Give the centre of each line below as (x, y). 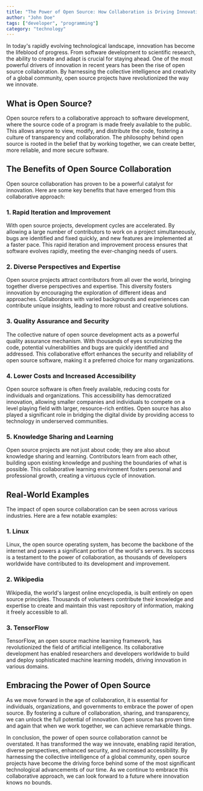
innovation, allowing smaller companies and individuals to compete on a (96, 402)
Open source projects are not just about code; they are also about (88, 450)
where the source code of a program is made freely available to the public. (99, 125)
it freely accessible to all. (37, 612)
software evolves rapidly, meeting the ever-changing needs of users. (92, 251)
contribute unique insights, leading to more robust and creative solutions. (97, 305)
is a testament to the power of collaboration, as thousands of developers (97, 558)
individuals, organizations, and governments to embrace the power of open (100, 706)
